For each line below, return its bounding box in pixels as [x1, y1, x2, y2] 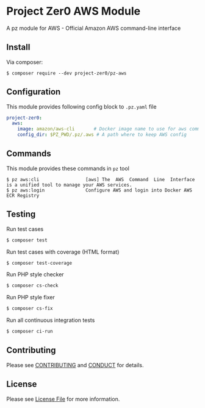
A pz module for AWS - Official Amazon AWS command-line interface [6, 24, 181, 32]
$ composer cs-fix [6, 306, 53, 312]
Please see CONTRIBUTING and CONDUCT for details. [6, 361, 144, 368]
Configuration [6, 87, 61, 97]
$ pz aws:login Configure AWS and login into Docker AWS [6, 187, 192, 193]
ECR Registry [6, 192, 40, 199]
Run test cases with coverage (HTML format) [6, 248, 120, 256]
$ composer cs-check [6, 282, 59, 289]
